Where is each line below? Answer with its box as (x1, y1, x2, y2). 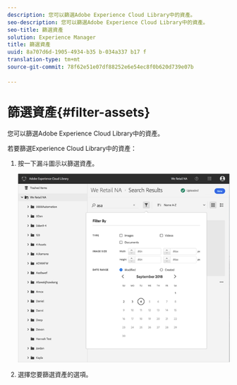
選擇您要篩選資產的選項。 (17, 370, 92, 379)
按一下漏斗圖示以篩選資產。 (17, 159, 99, 167)
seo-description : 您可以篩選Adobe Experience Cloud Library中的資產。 (7, 18, 209, 26)
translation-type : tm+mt (7, 56, 80, 63)
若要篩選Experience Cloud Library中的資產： (7, 144, 138, 152)
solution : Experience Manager (7, 34, 97, 41)
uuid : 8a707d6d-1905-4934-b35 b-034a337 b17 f (7, 49, 147, 56)
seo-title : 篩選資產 (7, 26, 63, 33)
